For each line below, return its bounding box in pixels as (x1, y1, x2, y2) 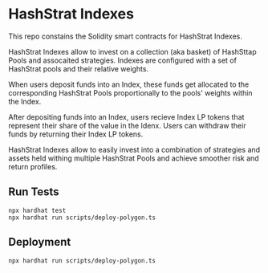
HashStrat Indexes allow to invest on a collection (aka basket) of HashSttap (8, 47, 257, 56)
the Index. (8, 96, 42, 106)
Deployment (8, 235, 71, 249)
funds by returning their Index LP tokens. (8, 129, 144, 139)
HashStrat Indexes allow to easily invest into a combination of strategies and (8, 145, 261, 154)
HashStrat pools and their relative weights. (8, 63, 149, 73)
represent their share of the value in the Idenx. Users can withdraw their (8, 120, 246, 130)
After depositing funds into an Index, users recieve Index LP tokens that (8, 112, 245, 121)
